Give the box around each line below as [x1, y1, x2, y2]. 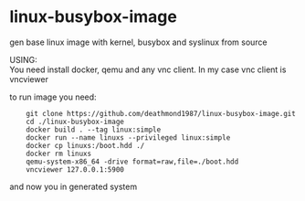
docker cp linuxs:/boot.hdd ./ [26, 141, 145, 150]
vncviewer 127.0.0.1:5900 [26, 164, 125, 175]
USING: [9, 54, 38, 65]
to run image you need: [9, 91, 98, 102]
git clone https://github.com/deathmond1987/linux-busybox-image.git [26, 109, 297, 118]
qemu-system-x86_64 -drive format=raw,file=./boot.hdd [26, 157, 239, 166]
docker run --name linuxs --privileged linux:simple [26, 132, 231, 143]
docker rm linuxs [26, 149, 92, 158]
